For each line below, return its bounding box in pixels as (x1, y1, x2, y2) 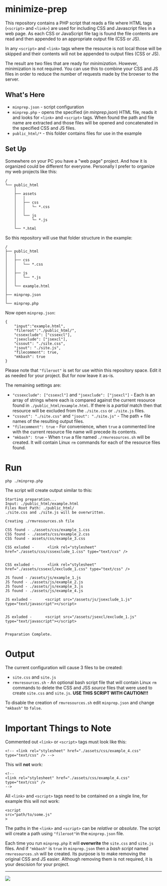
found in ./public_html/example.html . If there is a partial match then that (12, 402, 162, 408)
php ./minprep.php (5, 479, 43, 484)
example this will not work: (5, 798, 60, 804)
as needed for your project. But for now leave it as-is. (5, 372, 114, 379)
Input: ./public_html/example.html (5, 501, 79, 506)
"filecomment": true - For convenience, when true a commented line (12, 423, 156, 429)
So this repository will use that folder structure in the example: (5, 235, 133, 241)
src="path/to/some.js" (5, 812, 52, 817)
